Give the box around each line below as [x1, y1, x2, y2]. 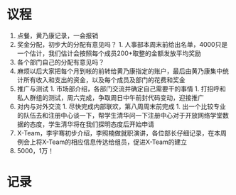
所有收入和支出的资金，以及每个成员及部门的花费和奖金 [23, 75, 186, 84]
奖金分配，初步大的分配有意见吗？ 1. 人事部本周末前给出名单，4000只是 [16, 40, 228, 48]
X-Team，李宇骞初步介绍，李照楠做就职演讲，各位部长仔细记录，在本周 [16, 128, 227, 137]
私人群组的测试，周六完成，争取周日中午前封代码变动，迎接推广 [16, 93, 204, 101]
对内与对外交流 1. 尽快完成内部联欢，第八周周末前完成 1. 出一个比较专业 [16, 102, 227, 111]
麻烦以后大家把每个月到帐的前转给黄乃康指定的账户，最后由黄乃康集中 [16, 67, 223, 75]
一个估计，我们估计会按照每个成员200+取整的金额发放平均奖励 [16, 49, 202, 57]
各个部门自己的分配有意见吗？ [16, 57, 104, 66]
